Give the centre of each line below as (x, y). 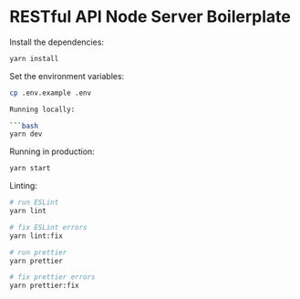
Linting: (24, 186)
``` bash (24, 126)
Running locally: (42, 109)
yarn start (30, 169)
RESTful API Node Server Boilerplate (150, 17)
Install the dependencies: (57, 42)
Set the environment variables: (67, 76)
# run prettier (38, 253)
